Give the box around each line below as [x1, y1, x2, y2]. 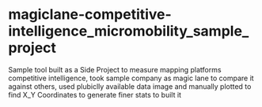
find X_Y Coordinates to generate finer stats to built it [8, 90, 182, 99]
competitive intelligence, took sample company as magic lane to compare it [8, 73, 255, 83]
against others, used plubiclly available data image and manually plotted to [8, 81, 252, 91]
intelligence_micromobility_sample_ [8, 22, 249, 40]
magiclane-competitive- [8, 6, 172, 24]
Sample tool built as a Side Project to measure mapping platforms [8, 65, 222, 74]
